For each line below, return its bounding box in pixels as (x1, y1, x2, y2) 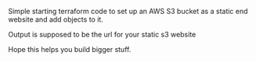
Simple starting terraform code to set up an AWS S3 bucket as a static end (8, 7, 248, 15)
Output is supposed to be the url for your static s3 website (8, 30, 197, 39)
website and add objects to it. (8, 15, 103, 24)
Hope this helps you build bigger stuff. (8, 45, 132, 53)
